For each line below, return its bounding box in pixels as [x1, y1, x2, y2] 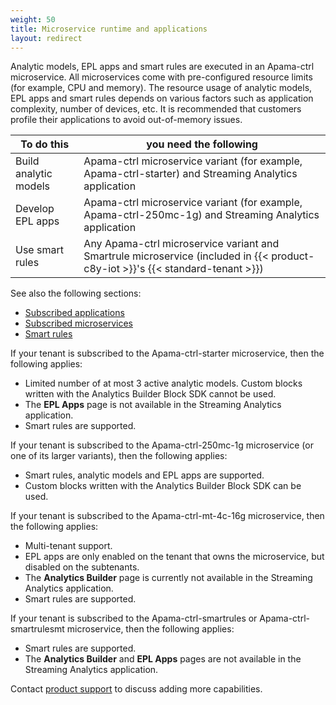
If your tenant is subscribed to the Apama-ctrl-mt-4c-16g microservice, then [10, 510, 325, 522]
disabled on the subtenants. [24, 561, 140, 573]
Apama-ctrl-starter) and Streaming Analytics [83, 167, 298, 181]
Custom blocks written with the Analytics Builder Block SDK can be [24, 480, 302, 492]
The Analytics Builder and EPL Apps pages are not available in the [24, 653, 302, 665]
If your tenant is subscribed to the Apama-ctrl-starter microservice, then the [10, 347, 325, 360]
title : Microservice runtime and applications [10, 24, 208, 34]
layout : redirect [10, 33, 83, 43]
